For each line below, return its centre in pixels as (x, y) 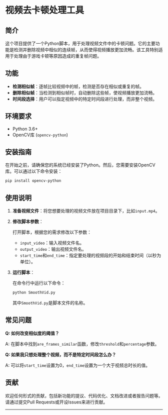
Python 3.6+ (25, 129)
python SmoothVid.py (34, 293)
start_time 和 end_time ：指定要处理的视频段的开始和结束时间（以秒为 (90, 255)
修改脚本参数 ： (28, 222)
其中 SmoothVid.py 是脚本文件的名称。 (50, 303)
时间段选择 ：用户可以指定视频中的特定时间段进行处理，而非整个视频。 (85, 99)
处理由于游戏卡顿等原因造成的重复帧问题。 (57, 56)
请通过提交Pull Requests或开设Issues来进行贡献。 (56, 402)
